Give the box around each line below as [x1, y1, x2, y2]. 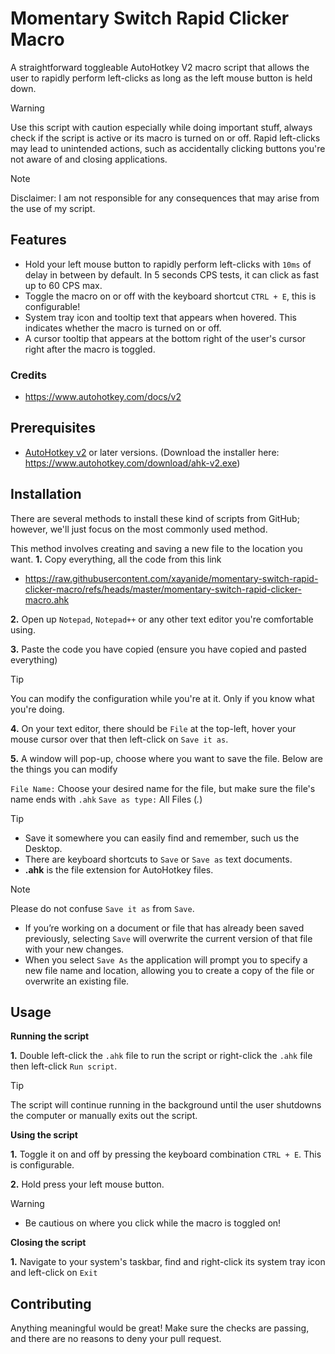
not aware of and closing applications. [10, 153, 168, 165]
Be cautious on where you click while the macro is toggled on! [24, 1217, 282, 1229]
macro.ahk [24, 593, 70, 606]
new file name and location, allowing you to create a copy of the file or [24, 964, 315, 976]
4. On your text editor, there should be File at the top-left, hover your [10, 722, 297, 734]
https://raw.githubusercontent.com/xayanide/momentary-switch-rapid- [24, 572, 319, 584]
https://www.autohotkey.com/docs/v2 [24, 391, 182, 403]
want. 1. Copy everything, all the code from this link [10, 553, 222, 565]
